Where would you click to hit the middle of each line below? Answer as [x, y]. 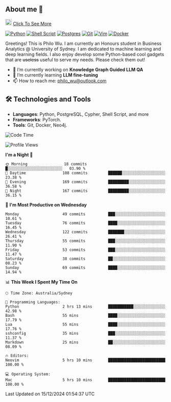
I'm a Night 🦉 [19, 155]
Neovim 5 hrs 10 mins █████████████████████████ [86, 360]
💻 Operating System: [28, 374]
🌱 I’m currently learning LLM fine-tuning [55, 75]
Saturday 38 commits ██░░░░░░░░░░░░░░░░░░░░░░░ [86, 259]
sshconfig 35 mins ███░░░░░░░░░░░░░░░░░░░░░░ [86, 333]
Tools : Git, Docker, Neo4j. [40, 125]
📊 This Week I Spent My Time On [41, 282]
